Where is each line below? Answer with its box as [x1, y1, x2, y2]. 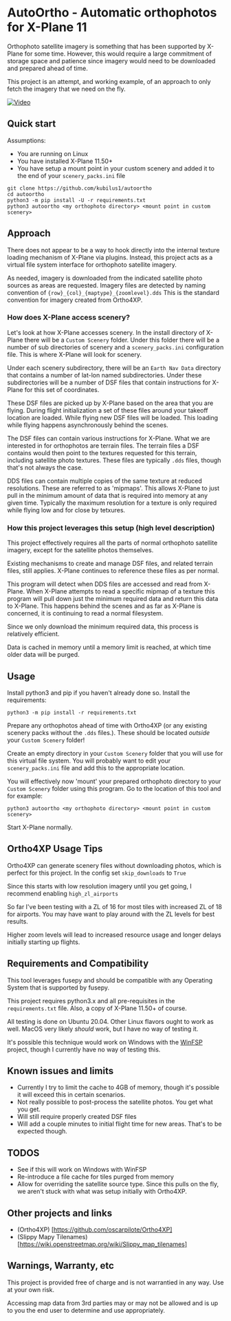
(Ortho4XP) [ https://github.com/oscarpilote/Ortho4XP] [16, 1225, 173, 1234]
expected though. [16, 1127, 67, 1135]
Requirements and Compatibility [7, 958, 149, 970]
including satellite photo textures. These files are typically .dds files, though [7, 456, 221, 464]
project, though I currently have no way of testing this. [7, 1045, 161, 1053]
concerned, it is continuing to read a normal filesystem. [7, 609, 164, 618]
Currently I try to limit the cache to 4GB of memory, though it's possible [16, 1083, 220, 1091]
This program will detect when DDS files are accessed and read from [7, 580, 203, 589]
